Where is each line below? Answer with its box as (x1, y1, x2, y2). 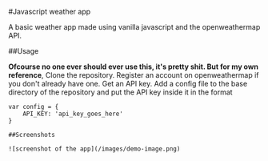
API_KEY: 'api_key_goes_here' (22, 110, 124, 118)
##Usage (8, 46, 39, 55)
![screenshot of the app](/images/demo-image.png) (8, 145, 181, 153)
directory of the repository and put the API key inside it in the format (8, 87, 234, 97)
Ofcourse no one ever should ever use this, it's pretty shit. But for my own (8, 62, 258, 71)
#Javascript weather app (8, 7, 91, 16)
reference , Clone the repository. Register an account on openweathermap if (8, 70, 259, 79)
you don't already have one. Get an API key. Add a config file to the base (8, 79, 248, 88)
